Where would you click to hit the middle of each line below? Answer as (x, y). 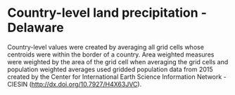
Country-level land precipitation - (107, 13)
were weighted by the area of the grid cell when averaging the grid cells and (118, 61)
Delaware (36, 28)
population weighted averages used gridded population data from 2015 (110, 69)
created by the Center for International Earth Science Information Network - (117, 76)
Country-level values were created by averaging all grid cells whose (106, 47)
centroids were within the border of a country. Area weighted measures (111, 54)
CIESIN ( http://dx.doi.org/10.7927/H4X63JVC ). (75, 84)
